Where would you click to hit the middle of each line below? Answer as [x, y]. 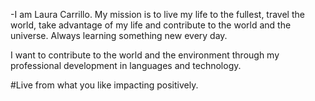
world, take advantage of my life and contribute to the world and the [151, 25]
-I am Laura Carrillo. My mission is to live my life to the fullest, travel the [157, 14]
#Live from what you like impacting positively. [104, 85]
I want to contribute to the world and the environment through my [145, 55]
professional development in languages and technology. [126, 65]
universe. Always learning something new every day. [119, 35]
